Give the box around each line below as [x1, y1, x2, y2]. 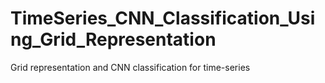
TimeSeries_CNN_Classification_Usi [10, 7, 316, 30]
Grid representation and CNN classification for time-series [10, 61, 251, 73]
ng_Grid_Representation [10, 28, 217, 51]
